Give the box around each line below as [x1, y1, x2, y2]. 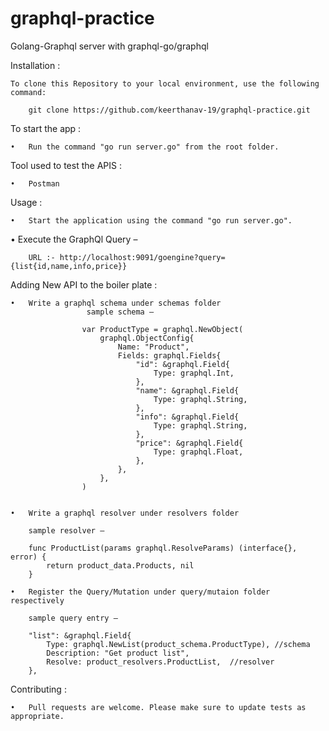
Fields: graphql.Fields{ [117, 350, 222, 361]
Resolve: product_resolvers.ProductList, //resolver [46, 657, 275, 667]
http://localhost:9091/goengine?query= [59, 252, 226, 262]
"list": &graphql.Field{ [28, 630, 132, 641]
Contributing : [10, 683, 67, 695]
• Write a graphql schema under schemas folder [10, 298, 222, 308]
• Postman [10, 178, 60, 189]
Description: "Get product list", [46, 648, 190, 658]
